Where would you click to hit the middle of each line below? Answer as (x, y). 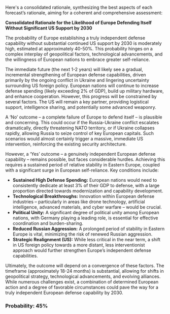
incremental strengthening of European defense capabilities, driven (76, 75)
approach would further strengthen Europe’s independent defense (82, 250)
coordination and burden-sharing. (48, 223)
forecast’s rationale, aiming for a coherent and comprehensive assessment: (84, 13)
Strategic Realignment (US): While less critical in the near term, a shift (87, 239)
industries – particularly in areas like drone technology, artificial (79, 202)
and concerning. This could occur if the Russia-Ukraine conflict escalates (82, 122)
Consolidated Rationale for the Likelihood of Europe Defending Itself (79, 23)
